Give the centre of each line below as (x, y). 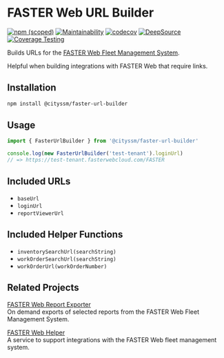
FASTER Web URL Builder (81, 13)
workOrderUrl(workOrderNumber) (62, 266)
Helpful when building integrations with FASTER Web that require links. (108, 66)
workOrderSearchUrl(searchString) (67, 259)
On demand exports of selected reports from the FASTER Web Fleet (103, 312)
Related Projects (43, 288)
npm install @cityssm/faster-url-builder (68, 104)
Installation (32, 88)
